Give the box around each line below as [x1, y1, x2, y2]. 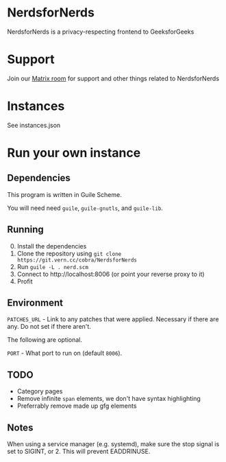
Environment [7, 297, 64, 309]
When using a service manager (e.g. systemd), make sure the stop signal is [7, 440, 220, 448]
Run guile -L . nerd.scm [16, 262, 89, 270]
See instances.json [7, 121, 61, 129]
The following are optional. [7, 336, 83, 344]
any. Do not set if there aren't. [7, 323, 91, 331]
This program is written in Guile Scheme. [7, 190, 122, 198]
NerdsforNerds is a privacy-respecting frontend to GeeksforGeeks [7, 27, 194, 36]
